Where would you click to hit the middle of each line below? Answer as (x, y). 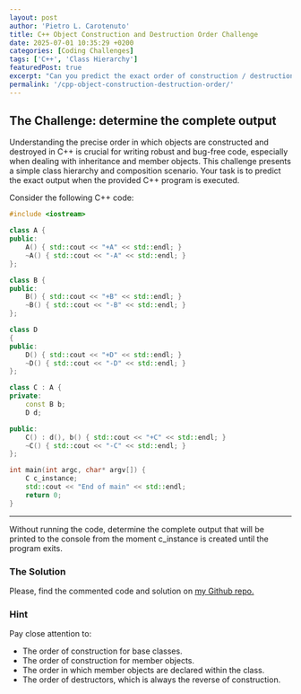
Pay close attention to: (51, 634)
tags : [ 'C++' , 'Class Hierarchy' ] (74, 59)
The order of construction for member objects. (108, 661)
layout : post (34, 18)
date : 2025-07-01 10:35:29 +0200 (72, 43)
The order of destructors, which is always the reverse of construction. (151, 680)
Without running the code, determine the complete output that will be (137, 529)
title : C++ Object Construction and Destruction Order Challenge (133, 34)
